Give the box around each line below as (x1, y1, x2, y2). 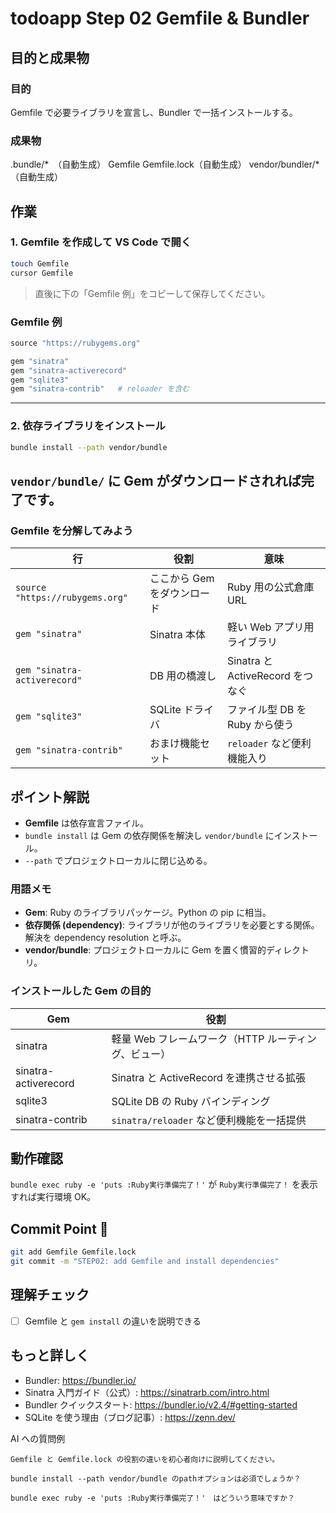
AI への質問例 (10, 1432, 66, 1444)
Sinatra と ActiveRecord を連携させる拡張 (111, 1070, 307, 1084)
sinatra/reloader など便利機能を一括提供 (111, 1113, 307, 1127)
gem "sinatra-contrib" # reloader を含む (10, 384, 190, 394)
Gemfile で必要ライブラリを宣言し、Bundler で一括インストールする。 (10, 106, 298, 118)
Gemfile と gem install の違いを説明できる (24, 1315, 202, 1327)
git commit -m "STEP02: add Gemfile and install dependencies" (10, 1257, 280, 1267)
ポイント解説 (10, 788, 90, 806)
